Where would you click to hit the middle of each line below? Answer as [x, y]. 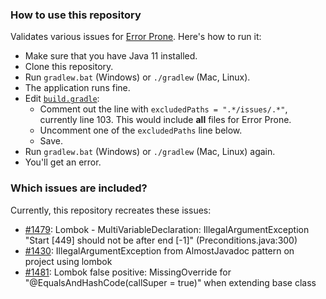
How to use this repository [76, 15]
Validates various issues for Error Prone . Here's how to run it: [136, 37]
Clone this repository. [69, 67]
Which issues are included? [79, 188]
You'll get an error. [63, 162]
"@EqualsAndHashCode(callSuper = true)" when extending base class [170, 282]
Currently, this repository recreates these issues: [111, 210]
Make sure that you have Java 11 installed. [111, 56]
